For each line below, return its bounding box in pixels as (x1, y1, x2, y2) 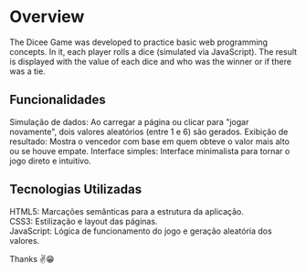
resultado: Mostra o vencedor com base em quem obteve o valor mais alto (9, 135, 290, 147)
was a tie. (9, 66, 46, 77)
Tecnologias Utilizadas (9, 182, 142, 197)
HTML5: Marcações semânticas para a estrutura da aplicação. (9, 205, 244, 216)
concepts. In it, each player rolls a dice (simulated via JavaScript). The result (9, 46, 298, 57)
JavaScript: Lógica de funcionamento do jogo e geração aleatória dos (9, 226, 272, 236)
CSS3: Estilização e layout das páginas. (9, 215, 158, 226)
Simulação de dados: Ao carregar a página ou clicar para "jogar (9, 116, 249, 127)
